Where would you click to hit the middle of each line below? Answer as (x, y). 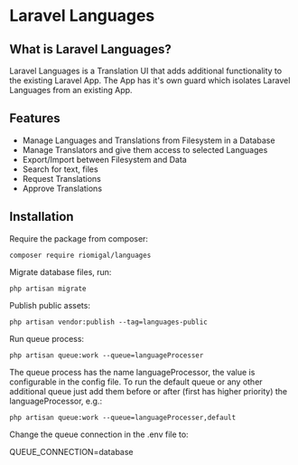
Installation (42, 217)
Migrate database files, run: (61, 271)
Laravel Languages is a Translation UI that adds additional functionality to (146, 71)
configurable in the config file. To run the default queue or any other (136, 382)
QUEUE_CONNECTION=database (71, 451)
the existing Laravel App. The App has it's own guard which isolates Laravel (150, 81)
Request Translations (61, 178)
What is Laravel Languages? (90, 49)
